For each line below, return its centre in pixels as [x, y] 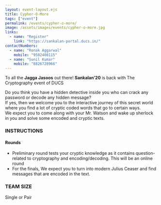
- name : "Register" [29, 37]
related [19, 158]
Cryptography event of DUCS [34, 83]
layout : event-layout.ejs [31, 9]
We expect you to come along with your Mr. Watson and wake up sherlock [79, 113]
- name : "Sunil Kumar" [32, 59]
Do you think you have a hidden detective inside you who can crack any [77, 93]
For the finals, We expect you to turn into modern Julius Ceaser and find [84, 169]
